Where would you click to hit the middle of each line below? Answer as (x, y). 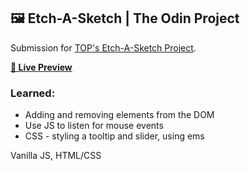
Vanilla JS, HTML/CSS (56, 156)
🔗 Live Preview (41, 67)
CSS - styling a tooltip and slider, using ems (114, 136)
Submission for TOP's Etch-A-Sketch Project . (103, 47)
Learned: (33, 93)
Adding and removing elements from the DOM (119, 115)
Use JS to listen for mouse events (94, 126)
